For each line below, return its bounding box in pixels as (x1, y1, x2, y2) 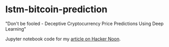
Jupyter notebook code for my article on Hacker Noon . (5, 36, 121, 42)
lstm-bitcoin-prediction (5, 4, 108, 15)
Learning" (5, 26, 27, 32)
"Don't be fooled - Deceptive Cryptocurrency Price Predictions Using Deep (5, 20, 164, 27)
